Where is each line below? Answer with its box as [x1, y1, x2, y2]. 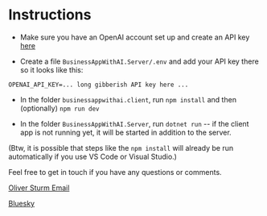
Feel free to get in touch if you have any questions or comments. [8, 167, 223, 177]
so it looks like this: [19, 64, 84, 74]
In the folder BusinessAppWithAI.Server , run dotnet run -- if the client [19, 118, 249, 128]
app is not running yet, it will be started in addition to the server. [19, 127, 232, 137]
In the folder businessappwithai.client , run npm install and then [19, 94, 237, 104]
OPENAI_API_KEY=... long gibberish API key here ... [8, 81, 189, 89]
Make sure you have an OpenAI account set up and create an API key [19, 32, 250, 42]
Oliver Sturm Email [8, 183, 70, 193]
